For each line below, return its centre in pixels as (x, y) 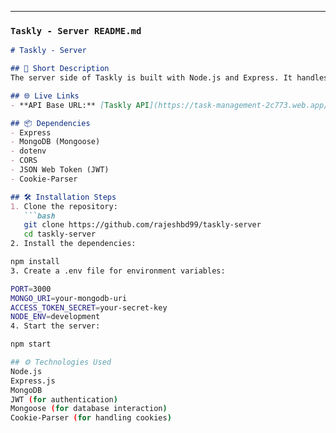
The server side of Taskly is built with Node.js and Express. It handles (169, 78)
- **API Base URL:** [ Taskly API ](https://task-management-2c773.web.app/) (171, 105)
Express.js (33, 381)
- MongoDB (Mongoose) (55, 142)
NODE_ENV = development (55, 317)
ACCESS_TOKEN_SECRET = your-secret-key (89, 307)
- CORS (24, 161)
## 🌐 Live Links (45, 96)
